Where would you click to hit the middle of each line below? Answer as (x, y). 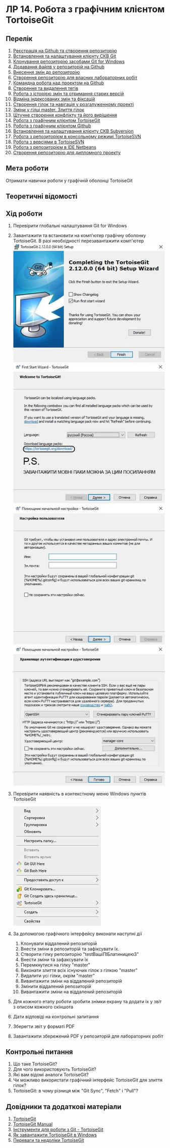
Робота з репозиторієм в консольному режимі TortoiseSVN (77, 136)
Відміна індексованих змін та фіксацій (54, 99)
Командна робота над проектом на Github (59, 83)
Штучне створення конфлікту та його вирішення (65, 115)
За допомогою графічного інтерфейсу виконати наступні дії (77, 934)
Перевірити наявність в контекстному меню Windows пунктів (79, 793)
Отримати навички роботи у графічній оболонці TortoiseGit (69, 181)
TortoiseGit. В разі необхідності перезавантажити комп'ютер (78, 241)
